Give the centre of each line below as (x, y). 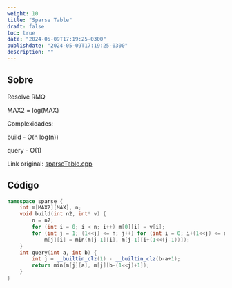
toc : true (21, 33)
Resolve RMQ (27, 97)
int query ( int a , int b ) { (58, 253)
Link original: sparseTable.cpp (50, 164)
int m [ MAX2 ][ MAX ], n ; (50, 208)
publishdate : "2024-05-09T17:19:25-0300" (68, 46)
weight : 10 (23, 13)
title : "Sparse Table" (40, 20)
